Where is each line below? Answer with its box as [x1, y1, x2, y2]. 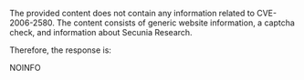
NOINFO [9, 63, 41, 73]
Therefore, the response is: [9, 45, 112, 55]
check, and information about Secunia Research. [9, 27, 194, 37]
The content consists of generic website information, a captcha [56, 17, 295, 28]
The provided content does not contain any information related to [9, 8, 256, 18]
